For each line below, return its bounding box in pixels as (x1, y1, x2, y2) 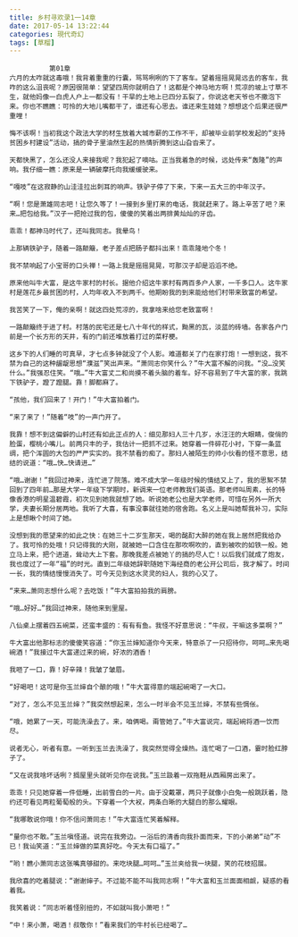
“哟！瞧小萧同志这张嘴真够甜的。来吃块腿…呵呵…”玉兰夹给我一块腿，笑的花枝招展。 (9, 859, 271, 868)
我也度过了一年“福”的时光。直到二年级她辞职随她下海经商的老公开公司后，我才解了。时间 (9, 560, 290, 569)
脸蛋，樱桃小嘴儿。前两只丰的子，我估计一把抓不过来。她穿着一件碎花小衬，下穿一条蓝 (9, 440, 282, 449)
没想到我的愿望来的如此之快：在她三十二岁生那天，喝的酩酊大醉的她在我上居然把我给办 (9, 531, 282, 541)
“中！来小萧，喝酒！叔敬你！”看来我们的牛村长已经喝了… (9, 921, 187, 930)
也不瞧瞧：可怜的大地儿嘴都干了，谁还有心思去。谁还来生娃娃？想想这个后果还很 (29, 102, 282, 112)
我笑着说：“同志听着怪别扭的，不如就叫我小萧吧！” (9, 904, 170, 913)
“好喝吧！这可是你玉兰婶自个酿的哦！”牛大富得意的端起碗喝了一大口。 (9, 683, 230, 692)
